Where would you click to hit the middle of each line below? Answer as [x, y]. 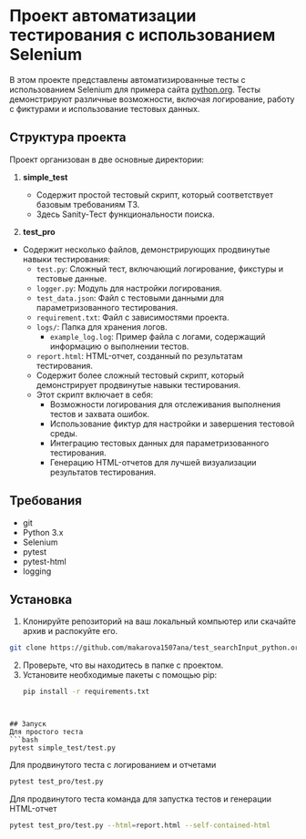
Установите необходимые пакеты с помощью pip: [120, 675]
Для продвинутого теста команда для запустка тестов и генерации [140, 799]
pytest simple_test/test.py [63, 748]
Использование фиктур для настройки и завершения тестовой [172, 424]
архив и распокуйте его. [70, 631]
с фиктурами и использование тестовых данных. [105, 108]
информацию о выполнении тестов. [119, 346]
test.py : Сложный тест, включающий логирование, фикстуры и [160, 269]
